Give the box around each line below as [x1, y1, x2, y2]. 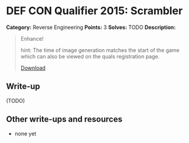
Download [20, 64, 46, 71]
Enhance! [20, 35, 44, 42]
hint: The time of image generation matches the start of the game [20, 46, 180, 54]
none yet [14, 130, 37, 137]
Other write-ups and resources [6, 114, 123, 125]
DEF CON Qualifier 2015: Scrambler [6, 4, 183, 18]
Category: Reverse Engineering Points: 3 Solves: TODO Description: [6, 24, 176, 31]
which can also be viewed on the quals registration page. [20, 53, 160, 60]
